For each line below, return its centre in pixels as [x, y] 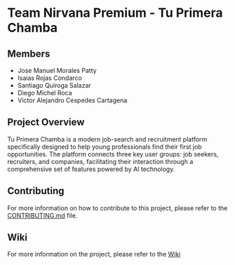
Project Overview [46, 122]
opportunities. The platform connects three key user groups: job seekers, [113, 154]
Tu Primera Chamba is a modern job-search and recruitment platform [107, 139]
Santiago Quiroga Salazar [54, 85]
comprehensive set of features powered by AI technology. [91, 169]
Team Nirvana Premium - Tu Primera [115, 13]
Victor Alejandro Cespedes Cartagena [72, 100]
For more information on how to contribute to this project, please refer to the [117, 208]
